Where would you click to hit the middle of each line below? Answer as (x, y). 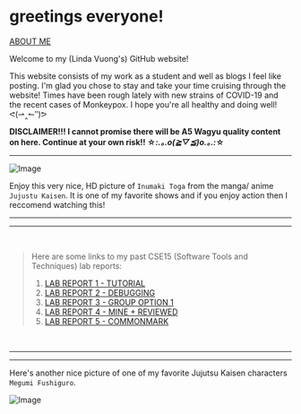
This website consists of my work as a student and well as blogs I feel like (146, 76)
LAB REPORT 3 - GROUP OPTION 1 (109, 302)
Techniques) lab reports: (77, 265)
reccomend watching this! (57, 204)
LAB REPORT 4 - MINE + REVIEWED (111, 312)
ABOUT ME (30, 41)
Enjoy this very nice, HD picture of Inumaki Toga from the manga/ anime (142, 185)
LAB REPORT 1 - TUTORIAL (95, 283)
